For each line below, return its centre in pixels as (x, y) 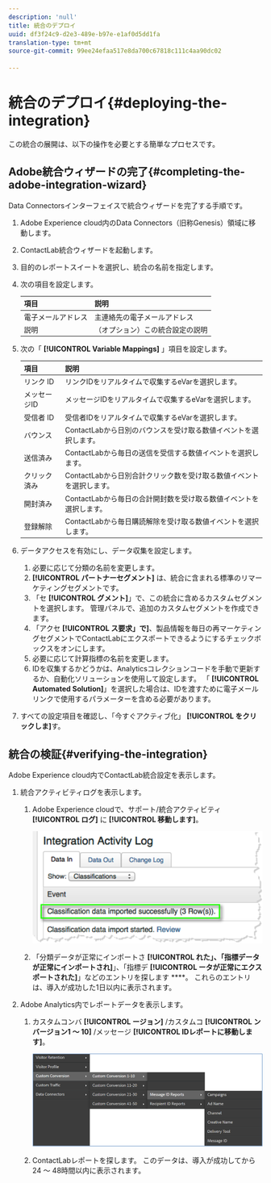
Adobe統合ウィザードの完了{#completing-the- (127, 172)
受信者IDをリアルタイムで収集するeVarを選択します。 (153, 417)
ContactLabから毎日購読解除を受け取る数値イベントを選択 (162, 521)
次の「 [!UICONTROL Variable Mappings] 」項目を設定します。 (125, 349)
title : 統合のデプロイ (42, 25)
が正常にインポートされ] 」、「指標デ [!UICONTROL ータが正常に (137, 967)
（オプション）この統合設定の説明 (151, 329)
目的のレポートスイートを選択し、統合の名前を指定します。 (119, 267)
